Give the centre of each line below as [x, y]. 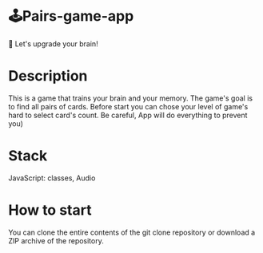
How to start [50, 210]
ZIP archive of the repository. [56, 240]
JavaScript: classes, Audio [52, 178]
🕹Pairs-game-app [71, 16]
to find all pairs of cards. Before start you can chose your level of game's [128, 106]
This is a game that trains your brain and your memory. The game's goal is [131, 98]
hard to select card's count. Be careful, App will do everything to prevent [128, 115]
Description [48, 76]
